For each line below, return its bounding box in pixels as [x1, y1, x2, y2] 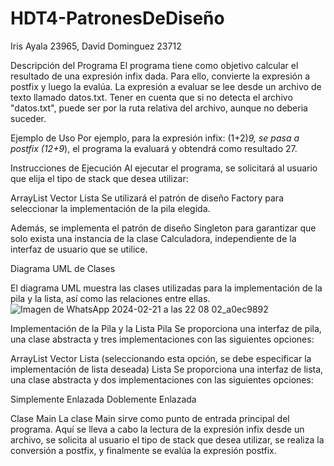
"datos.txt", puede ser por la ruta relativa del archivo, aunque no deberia [10, 102, 308, 114]
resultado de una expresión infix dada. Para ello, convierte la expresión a [10, 70, 310, 82]
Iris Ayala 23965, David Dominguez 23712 [10, 40, 182, 52]
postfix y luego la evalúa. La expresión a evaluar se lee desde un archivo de [10, 80, 322, 92]
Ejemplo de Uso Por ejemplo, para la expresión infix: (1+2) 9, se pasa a [10, 132, 300, 144]
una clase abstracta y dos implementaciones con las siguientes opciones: [10, 373, 314, 386]
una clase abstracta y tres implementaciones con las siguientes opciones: [10, 333, 315, 345]
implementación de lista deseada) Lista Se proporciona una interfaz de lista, [10, 363, 324, 375]
